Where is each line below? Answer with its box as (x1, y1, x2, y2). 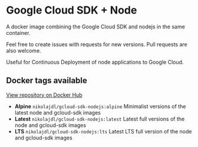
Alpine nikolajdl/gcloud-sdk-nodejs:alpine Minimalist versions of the (14, 103, 186, 110)
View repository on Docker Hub (6, 91, 82, 98)
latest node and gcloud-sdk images (14, 109, 101, 116)
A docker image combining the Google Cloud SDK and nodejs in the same (6, 23, 186, 30)
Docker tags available (6, 76, 87, 86)
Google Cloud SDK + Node (6, 4, 137, 17)
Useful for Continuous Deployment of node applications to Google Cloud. (6, 58, 184, 66)
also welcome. (6, 47, 41, 54)
